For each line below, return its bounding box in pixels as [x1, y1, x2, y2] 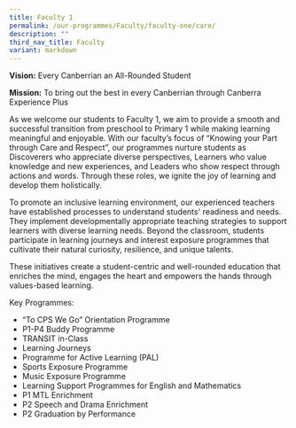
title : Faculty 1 [9, 12, 74, 22]
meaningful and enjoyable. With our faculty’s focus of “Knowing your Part [9, 133, 277, 144]
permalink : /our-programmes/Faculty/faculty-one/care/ [9, 21, 216, 30]
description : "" [9, 29, 69, 38]
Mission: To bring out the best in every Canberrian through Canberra [9, 88, 261, 98]
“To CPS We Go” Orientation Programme [21, 315, 170, 325]
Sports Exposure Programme [21, 362, 129, 372]
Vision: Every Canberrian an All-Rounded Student [9, 70, 192, 81]
